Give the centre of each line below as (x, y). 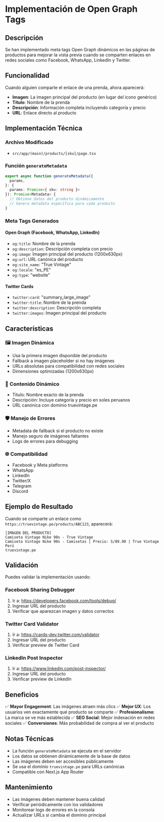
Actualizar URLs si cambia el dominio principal (59, 815)
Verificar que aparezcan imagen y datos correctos (63, 611)
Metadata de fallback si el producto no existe (58, 431)
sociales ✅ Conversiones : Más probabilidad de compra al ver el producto (80, 723)
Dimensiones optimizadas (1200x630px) (53, 371)
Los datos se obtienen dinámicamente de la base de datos (71, 756)
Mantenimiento (29, 787)
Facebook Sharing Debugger (40, 590)
